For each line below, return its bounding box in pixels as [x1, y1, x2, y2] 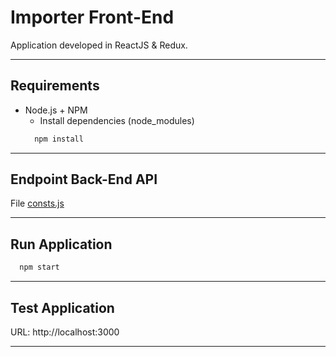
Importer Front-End [10, 6, 175, 29]
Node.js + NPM [24, 104, 88, 116]
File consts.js [10, 197, 65, 210]
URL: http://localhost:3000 [10, 326, 120, 338]
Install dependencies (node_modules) [39, 114, 195, 126]
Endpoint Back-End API [10, 171, 158, 188]
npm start [19, 262, 60, 273]
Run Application [10, 236, 113, 253]
